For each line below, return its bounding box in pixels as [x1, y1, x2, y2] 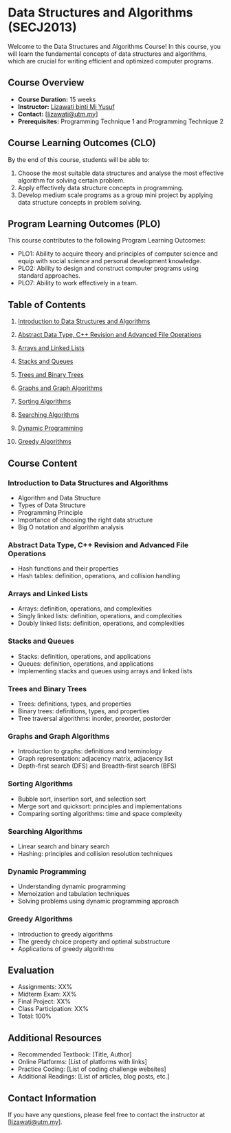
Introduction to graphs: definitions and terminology [17, 747, 162, 755]
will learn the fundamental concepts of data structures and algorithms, [8, 50, 208, 58]
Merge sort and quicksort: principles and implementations [17, 802, 182, 810]
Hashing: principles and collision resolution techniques [17, 849, 173, 857]
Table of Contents [8, 298, 87, 311]
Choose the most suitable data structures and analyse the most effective [17, 169, 224, 177]
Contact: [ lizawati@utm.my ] [17, 110, 98, 118]
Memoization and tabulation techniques [17, 890, 130, 898]
